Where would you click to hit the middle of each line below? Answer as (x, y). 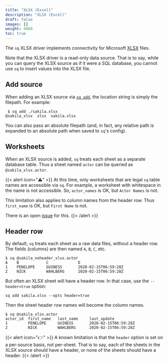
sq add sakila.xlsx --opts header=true (47, 296)
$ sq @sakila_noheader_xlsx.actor (42, 258)
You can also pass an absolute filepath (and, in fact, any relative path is (80, 125)
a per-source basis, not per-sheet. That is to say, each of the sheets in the (83, 345)
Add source (24, 85)
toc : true (16, 34)
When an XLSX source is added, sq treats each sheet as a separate (75, 159)
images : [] (17, 24)
